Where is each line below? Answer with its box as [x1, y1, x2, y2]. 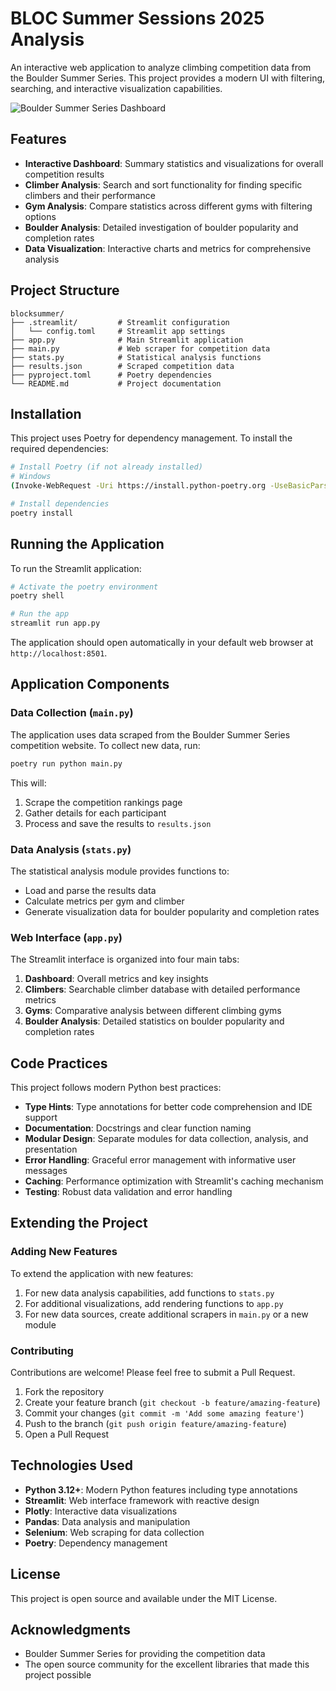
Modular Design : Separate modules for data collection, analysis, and [24, 1133, 309, 1145]
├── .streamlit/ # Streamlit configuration [10, 317, 230, 327]
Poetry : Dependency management [24, 1537, 168, 1549]
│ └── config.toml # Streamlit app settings [10, 326, 226, 336]
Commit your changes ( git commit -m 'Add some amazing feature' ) [24, 1407, 305, 1419]
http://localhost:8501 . [10, 647, 108, 659]
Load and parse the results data [24, 884, 157, 896]
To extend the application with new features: [10, 1267, 194, 1279]
